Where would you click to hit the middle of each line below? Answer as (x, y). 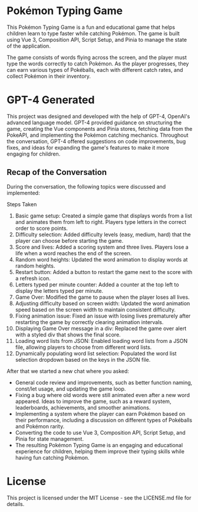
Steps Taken (22, 204)
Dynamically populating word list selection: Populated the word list (96, 353)
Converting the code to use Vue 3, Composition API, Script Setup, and (100, 432)
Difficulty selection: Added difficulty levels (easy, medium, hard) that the (103, 234)
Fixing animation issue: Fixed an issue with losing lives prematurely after (103, 316)
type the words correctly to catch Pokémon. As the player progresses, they (98, 64)
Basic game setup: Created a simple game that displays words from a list (103, 216)
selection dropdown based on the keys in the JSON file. (83, 359)
